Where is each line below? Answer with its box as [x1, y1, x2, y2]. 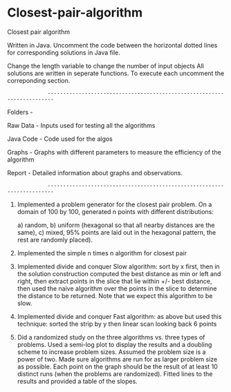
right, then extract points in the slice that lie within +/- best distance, [17, 277, 212, 285]
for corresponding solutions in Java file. [7, 48, 121, 57]
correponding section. [7, 76, 71, 84]
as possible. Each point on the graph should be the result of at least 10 [17, 362, 218, 371]
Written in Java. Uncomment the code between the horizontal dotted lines [7, 41, 218, 49]
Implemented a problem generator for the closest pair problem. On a [17, 200, 212, 208]
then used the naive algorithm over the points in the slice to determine [17, 284, 217, 293]
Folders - [7, 108, 33, 116]
